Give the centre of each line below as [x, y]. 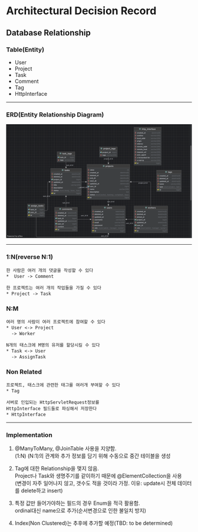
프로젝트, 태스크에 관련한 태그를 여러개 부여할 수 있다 [63, 385]
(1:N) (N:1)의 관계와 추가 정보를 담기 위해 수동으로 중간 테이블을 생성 [93, 456]
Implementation [29, 435]
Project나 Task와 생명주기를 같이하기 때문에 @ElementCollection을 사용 [98, 476]
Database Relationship [49, 33]
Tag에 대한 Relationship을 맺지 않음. [57, 469]
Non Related [24, 372]
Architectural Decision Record [81, 11]
